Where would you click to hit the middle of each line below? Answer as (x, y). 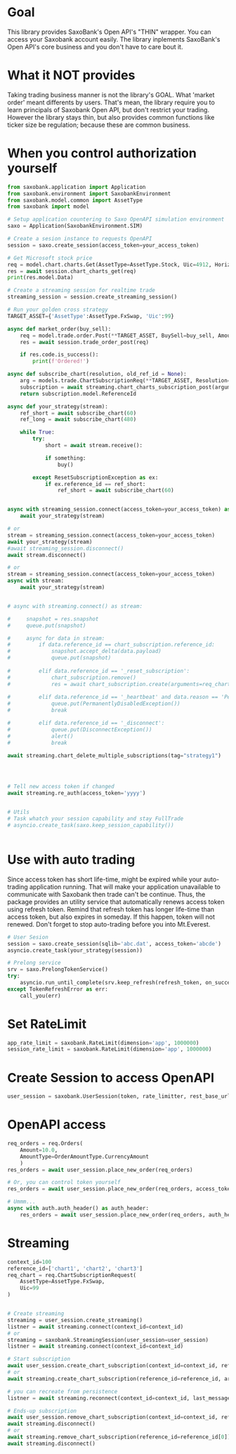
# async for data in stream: (56, 638)
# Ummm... (22, 1202)
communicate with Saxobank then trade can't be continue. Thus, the (106, 894)
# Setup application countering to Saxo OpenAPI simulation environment (116, 219)
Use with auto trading (71, 860)
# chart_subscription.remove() (72, 678)
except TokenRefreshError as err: (58, 989)
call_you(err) (40, 996)
